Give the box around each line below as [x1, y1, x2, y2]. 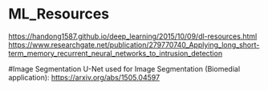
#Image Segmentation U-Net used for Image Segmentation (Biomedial [8, 63, 241, 73]
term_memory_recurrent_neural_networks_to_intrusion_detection [8, 48, 223, 58]
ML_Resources [8, 5, 110, 23]
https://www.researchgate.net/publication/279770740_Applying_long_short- [8, 39, 260, 49]
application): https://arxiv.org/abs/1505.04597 [8, 72, 160, 82]
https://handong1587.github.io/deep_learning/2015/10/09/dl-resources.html [8, 31, 258, 41]
